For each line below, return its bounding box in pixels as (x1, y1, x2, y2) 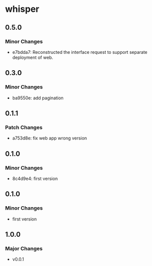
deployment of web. (12, 54, 53, 60)
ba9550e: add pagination (12, 95, 64, 101)
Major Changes (5, 245, 43, 252)
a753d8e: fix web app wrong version (12, 135, 87, 141)
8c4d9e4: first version (12, 176, 58, 181)
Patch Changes (5, 124, 43, 131)
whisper (5, 3, 39, 15)
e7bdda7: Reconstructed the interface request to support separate (12, 49, 148, 55)
